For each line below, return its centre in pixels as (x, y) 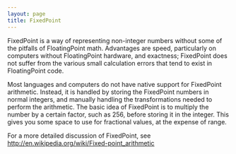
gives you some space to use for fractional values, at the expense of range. (117, 122)
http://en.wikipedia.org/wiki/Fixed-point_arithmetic (81, 143)
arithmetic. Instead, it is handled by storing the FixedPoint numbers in (108, 92)
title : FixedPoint (34, 20)
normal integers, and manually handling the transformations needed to (110, 99)
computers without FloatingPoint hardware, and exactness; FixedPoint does (117, 55)
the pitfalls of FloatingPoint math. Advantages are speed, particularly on (112, 48)
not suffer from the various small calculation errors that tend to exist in (110, 63)
